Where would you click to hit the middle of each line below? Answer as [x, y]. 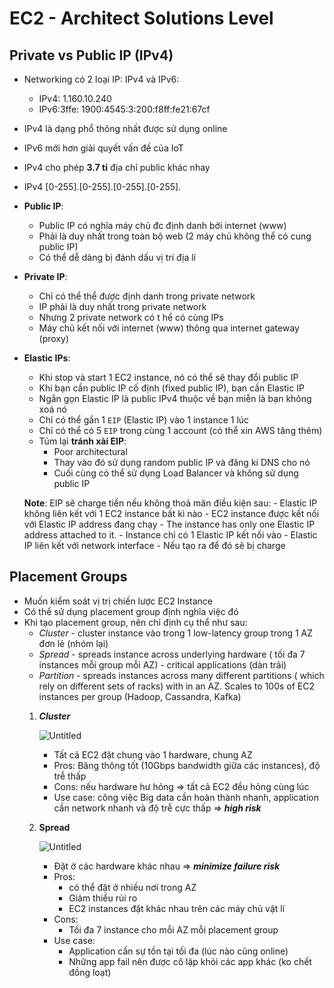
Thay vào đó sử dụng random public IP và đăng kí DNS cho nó [182, 462]
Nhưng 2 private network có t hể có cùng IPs [131, 317]
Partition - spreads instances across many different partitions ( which [181, 675]
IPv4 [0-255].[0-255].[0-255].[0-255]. [102, 186]
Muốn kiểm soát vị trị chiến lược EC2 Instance [118, 601]
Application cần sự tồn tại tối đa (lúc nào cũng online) [178, 951]
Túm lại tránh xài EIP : [82, 441]
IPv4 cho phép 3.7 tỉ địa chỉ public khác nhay [117, 167]
